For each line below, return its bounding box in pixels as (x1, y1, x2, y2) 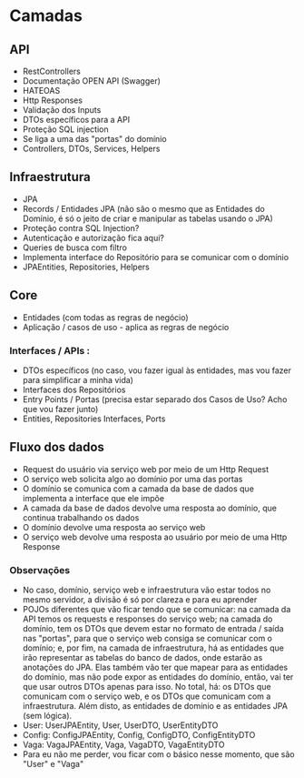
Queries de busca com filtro (22, 242, 127, 253)
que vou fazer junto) (22, 403, 99, 414)
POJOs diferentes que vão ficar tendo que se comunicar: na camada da (22, 604, 291, 615)
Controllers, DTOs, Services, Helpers (22, 143, 161, 154)
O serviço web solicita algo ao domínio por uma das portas (22, 473, 243, 484)
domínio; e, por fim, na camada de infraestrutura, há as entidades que (22, 642, 284, 653)
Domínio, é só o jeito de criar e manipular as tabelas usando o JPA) (22, 213, 274, 224)
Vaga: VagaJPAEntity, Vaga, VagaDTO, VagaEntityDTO (22, 739, 225, 751)
